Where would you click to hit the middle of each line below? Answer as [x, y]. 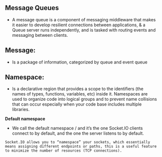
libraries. [21, 110]
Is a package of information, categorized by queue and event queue [80, 62]
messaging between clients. [40, 35]
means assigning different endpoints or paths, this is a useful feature [81, 147]
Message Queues [32, 8]
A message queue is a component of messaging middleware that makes [84, 19]
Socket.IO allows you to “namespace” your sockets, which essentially [78, 142]
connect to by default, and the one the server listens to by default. [78, 133]
